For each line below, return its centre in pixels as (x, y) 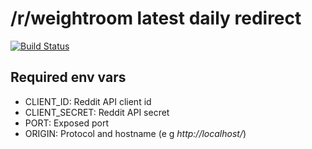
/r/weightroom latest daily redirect (156, 18)
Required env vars (68, 77)
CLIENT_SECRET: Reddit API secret (97, 112)
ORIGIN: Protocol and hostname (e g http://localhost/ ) (135, 133)
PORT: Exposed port (67, 123)
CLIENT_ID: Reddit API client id (88, 101)
